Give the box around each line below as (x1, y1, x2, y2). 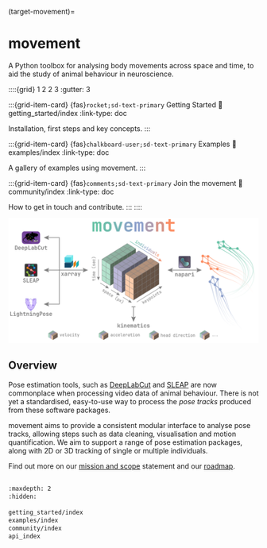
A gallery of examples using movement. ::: (8, 163, 146, 172)
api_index (8, 532, 41, 540)
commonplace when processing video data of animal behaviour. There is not (8, 388, 259, 398)
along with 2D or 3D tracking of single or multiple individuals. (8, 446, 208, 455)
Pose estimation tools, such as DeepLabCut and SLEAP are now (8, 380, 217, 389)
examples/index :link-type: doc (8, 147, 110, 157)
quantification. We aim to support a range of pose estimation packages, (8, 437, 243, 447)
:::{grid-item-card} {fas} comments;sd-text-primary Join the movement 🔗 (8, 178, 243, 187)
